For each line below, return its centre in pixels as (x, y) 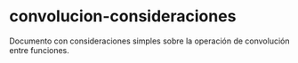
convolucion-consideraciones (123, 16)
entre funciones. (39, 50)
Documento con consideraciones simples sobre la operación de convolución (149, 41)
